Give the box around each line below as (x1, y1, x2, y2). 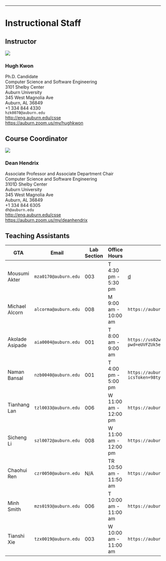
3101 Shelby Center (5, 84, 44, 90)
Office (108, 246, 123, 253)
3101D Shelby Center (5, 181, 48, 187)
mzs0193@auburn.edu (34, 504, 80, 509)
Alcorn (7, 309, 23, 316)
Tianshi (7, 533, 25, 540)
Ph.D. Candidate (5, 74, 39, 80)
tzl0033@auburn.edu (34, 405, 80, 411)
